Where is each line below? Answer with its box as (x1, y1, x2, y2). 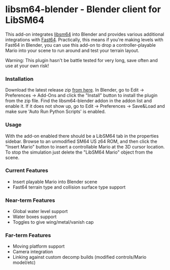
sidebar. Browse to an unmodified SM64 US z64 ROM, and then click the (5, 138, 157, 144)
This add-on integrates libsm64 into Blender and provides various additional (5, 31, 164, 37)
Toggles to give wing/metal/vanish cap (12, 219, 94, 225)
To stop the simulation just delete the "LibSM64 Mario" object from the (5, 149, 153, 155)
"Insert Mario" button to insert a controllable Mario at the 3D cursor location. (5, 143, 165, 149)
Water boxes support (12, 214, 57, 220)
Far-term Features (5, 232, 51, 239)
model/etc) (12, 259, 36, 265)
